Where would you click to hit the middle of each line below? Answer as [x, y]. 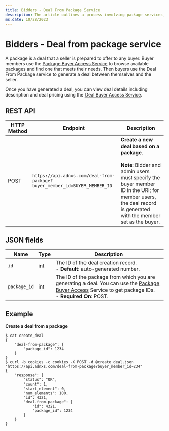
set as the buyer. [140, 222]
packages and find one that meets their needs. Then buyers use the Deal [81, 69]
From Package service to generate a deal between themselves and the [78, 74]
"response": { [29, 375]
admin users [135, 171]
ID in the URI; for [140, 190]
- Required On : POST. [82, 296]
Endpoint [74, 128]
